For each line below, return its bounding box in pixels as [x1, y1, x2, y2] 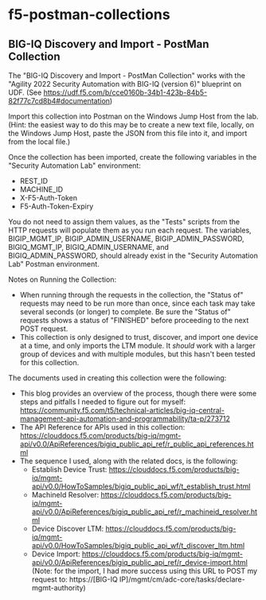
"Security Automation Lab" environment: [8, 161, 141, 170]
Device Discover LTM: [31, 524, 104, 533]
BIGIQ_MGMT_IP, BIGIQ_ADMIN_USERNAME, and [8, 243, 170, 251]
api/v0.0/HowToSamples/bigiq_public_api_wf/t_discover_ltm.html [31, 541, 245, 550]
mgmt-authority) [31, 583, 86, 592]
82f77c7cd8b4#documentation [8, 96, 110, 105]
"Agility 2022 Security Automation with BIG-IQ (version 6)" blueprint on [8, 80, 242, 88]
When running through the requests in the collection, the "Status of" [19, 290, 244, 299]
